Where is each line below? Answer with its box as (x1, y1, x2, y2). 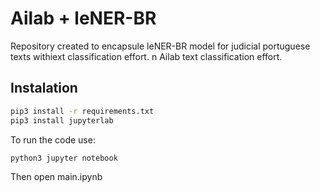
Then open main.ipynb (10, 171, 103, 183)
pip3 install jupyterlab (10, 115, 114, 126)
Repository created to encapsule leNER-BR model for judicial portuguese (10, 40, 311, 52)
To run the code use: (10, 133, 96, 146)
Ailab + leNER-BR (10, 7, 157, 30)
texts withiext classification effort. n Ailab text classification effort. (10, 50, 283, 62)
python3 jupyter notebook (10, 153, 118, 163)
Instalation (10, 80, 78, 97)
